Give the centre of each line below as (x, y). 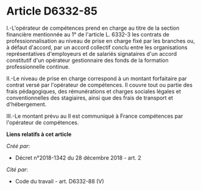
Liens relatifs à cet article (39, 134)
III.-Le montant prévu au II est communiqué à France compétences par (95, 116)
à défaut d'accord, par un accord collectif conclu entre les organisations (97, 47)
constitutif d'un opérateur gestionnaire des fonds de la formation (87, 60)
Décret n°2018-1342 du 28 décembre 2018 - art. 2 (78, 158)
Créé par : (18, 146)
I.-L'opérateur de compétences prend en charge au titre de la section (93, 28)
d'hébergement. (26, 104)
